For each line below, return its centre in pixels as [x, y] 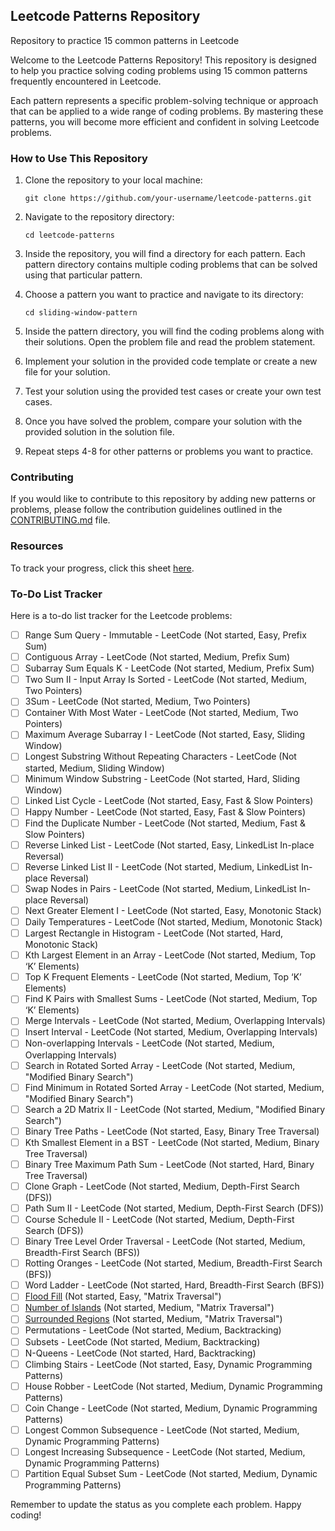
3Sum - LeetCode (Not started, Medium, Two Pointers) [137, 701]
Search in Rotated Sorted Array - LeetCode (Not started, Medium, [160, 1065]
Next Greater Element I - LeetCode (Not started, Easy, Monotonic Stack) [173, 910]
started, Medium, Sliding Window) [94, 768]
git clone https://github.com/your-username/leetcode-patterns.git [168, 199]
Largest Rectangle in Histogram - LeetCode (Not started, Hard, [154, 933]
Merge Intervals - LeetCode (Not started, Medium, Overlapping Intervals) [175, 1021]
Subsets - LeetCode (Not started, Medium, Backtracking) [142, 1341]
